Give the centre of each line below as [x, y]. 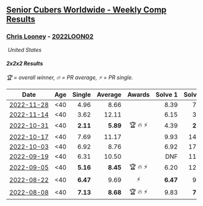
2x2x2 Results [25, 63]
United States [24, 50]
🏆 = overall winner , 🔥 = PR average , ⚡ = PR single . [70, 77]
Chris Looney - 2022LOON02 [50, 37]
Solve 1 [167, 94]
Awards [138, 94]
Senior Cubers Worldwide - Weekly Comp [86, 10]
